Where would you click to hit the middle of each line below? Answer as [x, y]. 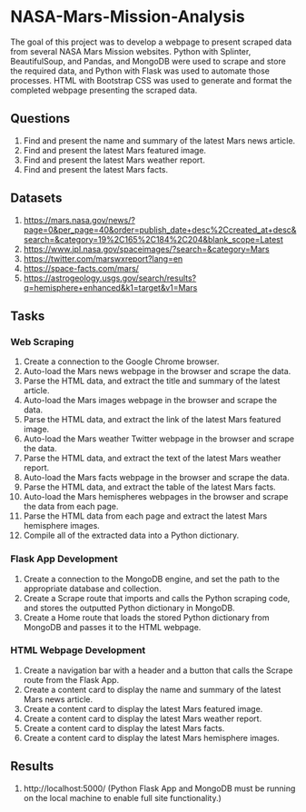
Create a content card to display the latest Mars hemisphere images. [151, 738]
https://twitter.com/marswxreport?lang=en [103, 258]
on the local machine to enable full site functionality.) [122, 797]
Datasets [36, 198]
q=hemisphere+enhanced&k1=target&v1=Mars [110, 287]
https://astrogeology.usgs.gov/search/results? [110, 278]
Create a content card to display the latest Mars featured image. [143, 708]
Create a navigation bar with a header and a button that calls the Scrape [158, 670]
